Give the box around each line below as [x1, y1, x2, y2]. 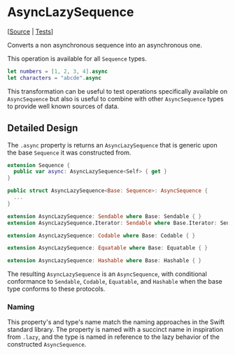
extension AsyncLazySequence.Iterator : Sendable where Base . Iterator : [7, 219, 218, 226]
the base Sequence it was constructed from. [7, 148, 131, 157]
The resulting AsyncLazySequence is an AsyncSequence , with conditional [7, 270, 208, 278]
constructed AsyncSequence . [7, 340, 87, 349]
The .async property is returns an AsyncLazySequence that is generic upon [7, 140, 218, 149]
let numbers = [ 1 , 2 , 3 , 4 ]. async [7, 68, 108, 75]
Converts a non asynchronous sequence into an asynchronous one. [7, 41, 203, 49]
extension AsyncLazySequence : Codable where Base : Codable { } [7, 232, 196, 239]
